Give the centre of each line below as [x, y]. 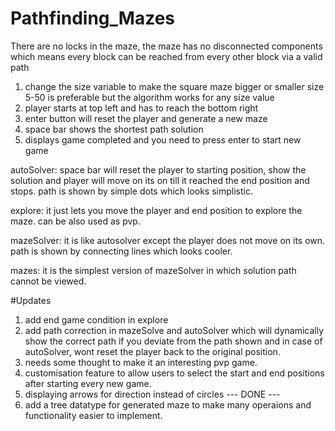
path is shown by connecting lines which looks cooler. [121, 251]
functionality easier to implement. [93, 415]
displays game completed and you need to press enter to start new [163, 139]
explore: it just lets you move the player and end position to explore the [156, 210]
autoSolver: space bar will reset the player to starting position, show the [158, 169]
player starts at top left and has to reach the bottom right [141, 108]
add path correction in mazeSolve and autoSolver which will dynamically [174, 330]
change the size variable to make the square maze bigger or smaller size [174, 86]
